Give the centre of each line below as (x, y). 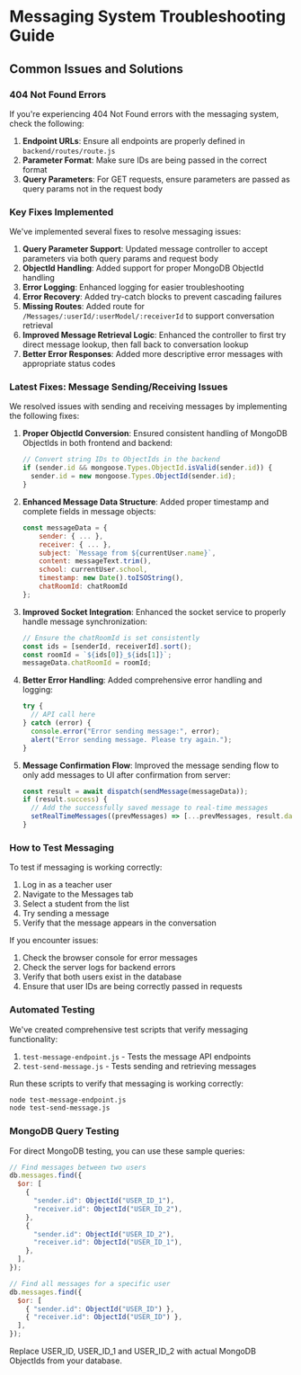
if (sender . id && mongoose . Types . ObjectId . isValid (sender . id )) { (147, 468)
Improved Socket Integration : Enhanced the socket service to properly (154, 612)
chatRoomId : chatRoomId (83, 586)
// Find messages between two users (78, 1167)
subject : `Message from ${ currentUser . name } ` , (128, 553)
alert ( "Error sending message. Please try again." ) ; (132, 739)
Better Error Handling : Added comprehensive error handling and (142, 680)
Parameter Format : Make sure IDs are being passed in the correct (145, 160)
